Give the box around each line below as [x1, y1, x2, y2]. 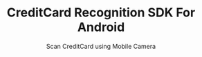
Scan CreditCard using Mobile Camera [46, 42, 156, 50]
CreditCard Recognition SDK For [6, 5, 196, 21]
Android [77, 19, 125, 35]
